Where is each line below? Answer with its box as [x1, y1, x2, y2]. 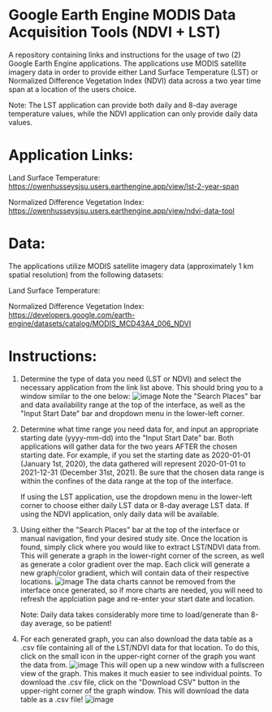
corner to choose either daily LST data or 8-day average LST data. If [19, 500, 249, 510]
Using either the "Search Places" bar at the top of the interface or [19, 524, 240, 534]
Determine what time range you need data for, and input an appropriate [19, 424, 259, 434]
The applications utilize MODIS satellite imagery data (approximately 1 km [8, 261, 254, 271]
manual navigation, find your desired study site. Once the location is [19, 533, 248, 543]
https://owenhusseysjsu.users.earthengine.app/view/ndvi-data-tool [8, 206, 235, 215]
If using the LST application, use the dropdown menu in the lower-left [19, 492, 253, 501]
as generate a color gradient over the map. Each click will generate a [19, 559, 250, 569]
